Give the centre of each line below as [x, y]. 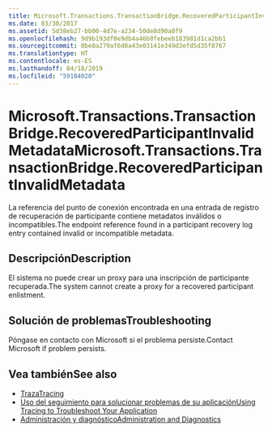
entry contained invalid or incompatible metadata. [91, 233]
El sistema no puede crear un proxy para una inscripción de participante [129, 278]
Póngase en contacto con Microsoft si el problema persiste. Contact [121, 340]
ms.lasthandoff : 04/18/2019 [56, 69]
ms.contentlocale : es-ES [50, 61]
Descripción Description [70, 258]
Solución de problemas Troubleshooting [110, 320]
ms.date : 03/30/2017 [43, 23]
